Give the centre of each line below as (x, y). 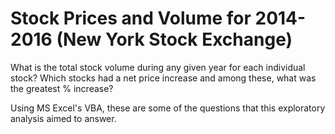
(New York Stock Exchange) (174, 39)
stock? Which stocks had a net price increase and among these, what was (163, 78)
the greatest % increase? (62, 88)
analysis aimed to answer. (63, 118)
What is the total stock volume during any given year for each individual (158, 67)
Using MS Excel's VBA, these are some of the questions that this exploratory (168, 108)
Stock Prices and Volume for (131, 18)
